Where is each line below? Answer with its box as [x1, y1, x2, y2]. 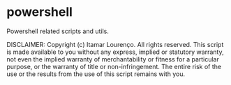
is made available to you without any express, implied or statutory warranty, [6, 48, 224, 56]
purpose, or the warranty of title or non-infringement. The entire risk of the [6, 62, 222, 70]
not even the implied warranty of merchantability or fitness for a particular [6, 55, 219, 63]
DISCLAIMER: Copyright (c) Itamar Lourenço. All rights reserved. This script [6, 40, 224, 48]
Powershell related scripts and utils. [6, 27, 109, 35]
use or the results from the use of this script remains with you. [6, 70, 186, 78]
